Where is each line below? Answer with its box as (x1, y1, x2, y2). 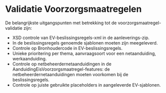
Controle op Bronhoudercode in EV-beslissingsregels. (12, 45, 123, 51)
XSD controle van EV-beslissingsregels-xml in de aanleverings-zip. (12, 35, 150, 41)
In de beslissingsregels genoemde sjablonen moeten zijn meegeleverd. (12, 40, 158, 46)
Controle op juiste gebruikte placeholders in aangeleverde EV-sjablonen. (12, 82, 161, 88)
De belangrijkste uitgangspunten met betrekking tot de (5, 20, 117, 26)
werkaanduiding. (12, 55, 47, 61)
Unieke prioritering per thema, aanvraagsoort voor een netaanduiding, (12, 50, 157, 56)
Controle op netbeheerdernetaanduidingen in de (12, 61, 112, 67)
